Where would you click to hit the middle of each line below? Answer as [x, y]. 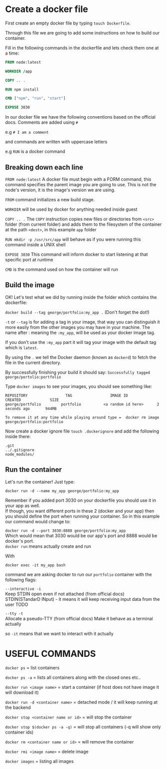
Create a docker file [47, 9]
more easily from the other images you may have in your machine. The [78, 327]
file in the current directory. [33, 362]
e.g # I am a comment [27, 132]
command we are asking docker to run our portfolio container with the [79, 574]
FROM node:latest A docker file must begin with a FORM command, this [78, 179]
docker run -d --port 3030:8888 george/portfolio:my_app [66, 531]
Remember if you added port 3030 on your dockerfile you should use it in [81, 500]
